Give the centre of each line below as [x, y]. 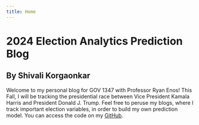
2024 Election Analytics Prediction [95, 41]
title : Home [21, 12]
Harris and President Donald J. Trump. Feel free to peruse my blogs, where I [100, 102]
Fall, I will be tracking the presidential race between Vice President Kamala [98, 96]
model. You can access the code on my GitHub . [65, 115]
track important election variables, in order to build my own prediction [92, 109]
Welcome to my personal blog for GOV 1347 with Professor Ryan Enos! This [99, 90]
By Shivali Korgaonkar [48, 76]
